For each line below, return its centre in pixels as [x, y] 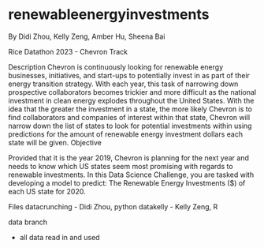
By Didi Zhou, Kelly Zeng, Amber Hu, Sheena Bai [87, 36]
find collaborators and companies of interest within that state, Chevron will [129, 117]
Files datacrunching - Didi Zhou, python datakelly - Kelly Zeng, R [113, 206]
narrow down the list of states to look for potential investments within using [130, 126]
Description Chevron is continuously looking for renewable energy [116, 67]
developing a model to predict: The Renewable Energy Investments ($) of [127, 182]
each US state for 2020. [47, 191]
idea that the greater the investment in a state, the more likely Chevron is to [130, 109]
